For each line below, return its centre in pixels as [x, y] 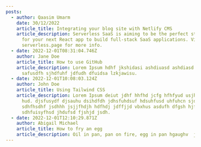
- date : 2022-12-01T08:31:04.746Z [54, 51]
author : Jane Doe [38, 56]
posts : [14, 12]
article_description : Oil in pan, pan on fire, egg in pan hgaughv [102, 135]
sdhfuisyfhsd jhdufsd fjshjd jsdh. [66, 112]
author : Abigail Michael [47, 124]
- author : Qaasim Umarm [40, 17]
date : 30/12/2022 [38, 23]
